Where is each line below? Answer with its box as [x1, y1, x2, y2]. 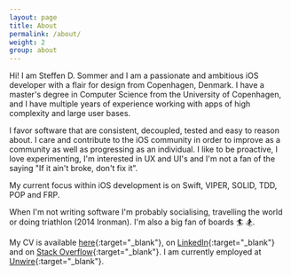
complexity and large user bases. [9, 108, 131, 119]
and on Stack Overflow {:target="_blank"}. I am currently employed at [9, 247, 262, 257]
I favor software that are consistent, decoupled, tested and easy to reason [9, 125, 279, 136]
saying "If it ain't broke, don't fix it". [9, 163, 138, 174]
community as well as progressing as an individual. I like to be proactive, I [9, 144, 278, 155]
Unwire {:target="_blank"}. [9, 256, 105, 267]
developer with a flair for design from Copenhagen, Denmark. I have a [9, 80, 264, 90]
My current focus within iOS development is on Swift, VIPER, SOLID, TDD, [9, 180, 278, 191]
